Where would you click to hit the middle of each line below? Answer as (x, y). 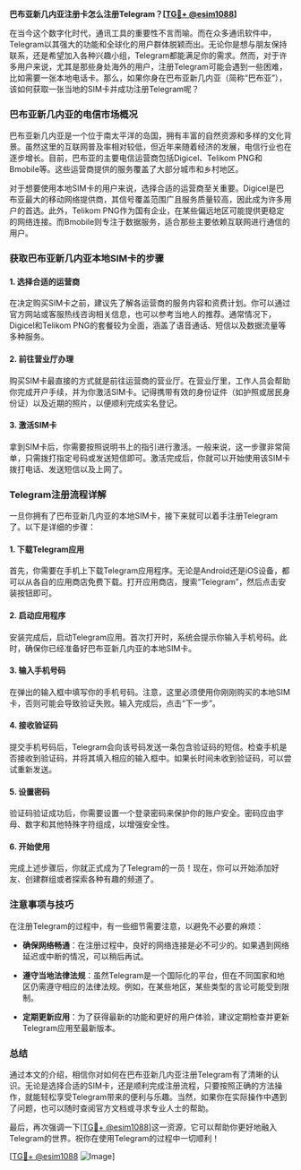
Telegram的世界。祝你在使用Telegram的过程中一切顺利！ (115, 1138)
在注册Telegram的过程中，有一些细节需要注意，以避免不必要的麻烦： (137, 925)
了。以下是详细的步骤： (52, 527)
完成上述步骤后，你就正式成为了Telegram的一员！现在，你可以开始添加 (140, 868)
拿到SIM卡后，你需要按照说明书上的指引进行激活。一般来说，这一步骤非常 (146, 446)
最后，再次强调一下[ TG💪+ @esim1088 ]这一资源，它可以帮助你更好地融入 (143, 1127)
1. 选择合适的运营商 (45, 281)
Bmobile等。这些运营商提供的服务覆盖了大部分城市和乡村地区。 (126, 169)
